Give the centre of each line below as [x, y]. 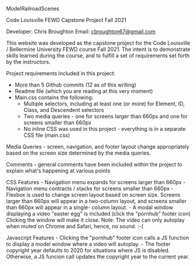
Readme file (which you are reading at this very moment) [84, 91]
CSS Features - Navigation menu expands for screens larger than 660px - [96, 182]
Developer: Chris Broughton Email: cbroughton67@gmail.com [81, 31]
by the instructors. [28, 62]
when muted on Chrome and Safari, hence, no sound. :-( [75, 226]
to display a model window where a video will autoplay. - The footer [89, 244]
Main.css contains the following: [54, 97]
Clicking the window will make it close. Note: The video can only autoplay [95, 220]
